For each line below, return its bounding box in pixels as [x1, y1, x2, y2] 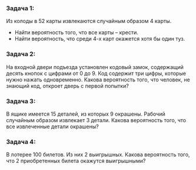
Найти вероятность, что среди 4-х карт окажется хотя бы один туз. [14, 35, 185, 42]
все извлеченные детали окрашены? [6, 123, 99, 130]
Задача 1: [6, 4, 35, 12]
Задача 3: [6, 97, 36, 105]
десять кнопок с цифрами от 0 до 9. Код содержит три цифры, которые [6, 70, 187, 77]
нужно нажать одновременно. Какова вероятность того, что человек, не [6, 76, 190, 83]
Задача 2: [6, 50, 36, 58]
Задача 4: [6, 138, 36, 146]
